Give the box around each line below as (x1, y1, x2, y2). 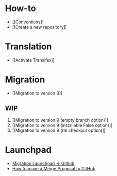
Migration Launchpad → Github (12, 160, 75, 166)
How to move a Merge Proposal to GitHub (12, 165, 96, 171)
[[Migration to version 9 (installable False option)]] (12, 122, 113, 128)
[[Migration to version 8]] (12, 90, 63, 96)
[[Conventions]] (12, 19, 44, 25)
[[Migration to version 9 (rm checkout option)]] (12, 127, 106, 133)
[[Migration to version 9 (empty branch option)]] (12, 117, 108, 123)
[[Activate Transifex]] (12, 57, 55, 63)
